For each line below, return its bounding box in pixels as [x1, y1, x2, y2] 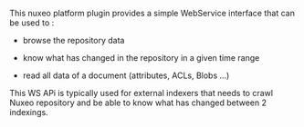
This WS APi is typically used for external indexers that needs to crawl [9, 88, 274, 98]
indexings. [9, 107, 48, 117]
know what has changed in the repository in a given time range [22, 53, 260, 63]
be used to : [9, 17, 55, 28]
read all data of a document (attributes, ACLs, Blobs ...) [22, 70, 230, 81]
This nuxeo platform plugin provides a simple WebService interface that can [9, 8, 295, 18]
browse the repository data [22, 35, 125, 45]
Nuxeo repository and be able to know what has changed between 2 [9, 97, 267, 108]
